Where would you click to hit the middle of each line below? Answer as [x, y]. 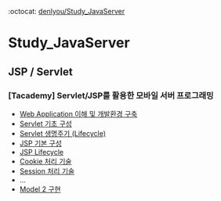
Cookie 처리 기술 [45, 161]
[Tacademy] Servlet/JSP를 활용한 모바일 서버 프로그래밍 [111, 95]
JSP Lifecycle [42, 152]
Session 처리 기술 [47, 170]
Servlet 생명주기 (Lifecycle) [63, 133]
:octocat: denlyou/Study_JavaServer [67, 11]
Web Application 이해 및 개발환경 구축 [78, 113]
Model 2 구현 [40, 189]
